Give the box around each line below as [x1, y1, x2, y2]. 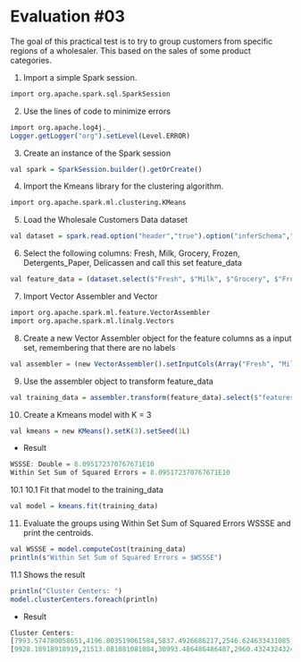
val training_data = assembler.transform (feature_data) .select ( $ [10, 393, 258, 402]
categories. [10, 55, 52, 65]
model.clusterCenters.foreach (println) [10, 595, 159, 604]
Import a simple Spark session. [22, 72, 138, 82]
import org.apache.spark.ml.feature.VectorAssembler [10, 309, 211, 318]
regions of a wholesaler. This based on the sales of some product [10, 45, 251, 55]
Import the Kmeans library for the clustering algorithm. [22, 181, 224, 191]
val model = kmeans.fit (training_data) [10, 502, 159, 511]
